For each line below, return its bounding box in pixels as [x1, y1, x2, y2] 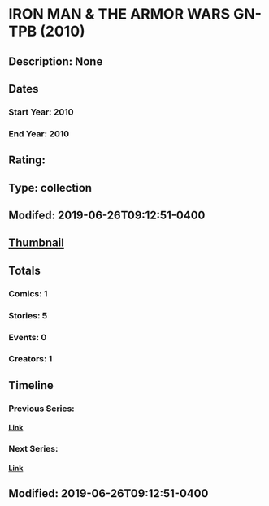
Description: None [8, 54, 103, 68]
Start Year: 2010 [8, 106, 75, 118]
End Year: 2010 [8, 128, 70, 139]
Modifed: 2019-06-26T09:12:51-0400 [8, 208, 206, 222]
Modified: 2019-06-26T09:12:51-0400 [8, 487, 209, 500]
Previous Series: [8, 403, 75, 414]
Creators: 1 [8, 353, 53, 365]
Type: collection [8, 180, 92, 195]
